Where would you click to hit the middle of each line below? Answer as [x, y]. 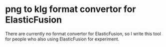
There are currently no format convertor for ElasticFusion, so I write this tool [83, 33]
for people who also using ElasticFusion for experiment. [62, 39]
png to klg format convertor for [71, 9]
